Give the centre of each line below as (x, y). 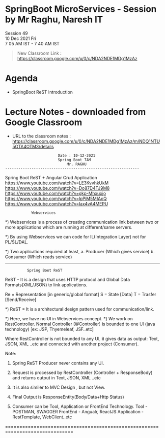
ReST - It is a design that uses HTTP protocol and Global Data (68, 279)
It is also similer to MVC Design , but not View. (59, 387)
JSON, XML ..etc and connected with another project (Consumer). (72, 344)
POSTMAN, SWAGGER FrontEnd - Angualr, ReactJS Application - (78, 411)
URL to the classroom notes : (41, 136)
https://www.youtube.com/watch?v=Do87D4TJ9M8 (57, 188)
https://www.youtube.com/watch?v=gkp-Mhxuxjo (55, 193)
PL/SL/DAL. (17, 242)
